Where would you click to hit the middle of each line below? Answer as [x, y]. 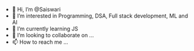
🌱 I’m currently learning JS [45, 29]
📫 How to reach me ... [40, 42]
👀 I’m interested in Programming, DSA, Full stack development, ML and [100, 16]
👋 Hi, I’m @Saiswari [36, 9]
